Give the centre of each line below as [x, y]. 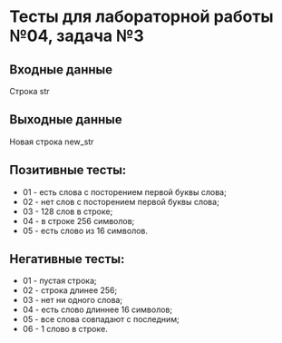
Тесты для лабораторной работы [141, 17]
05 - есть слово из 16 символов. [85, 230]
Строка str [29, 91]
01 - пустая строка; [59, 281]
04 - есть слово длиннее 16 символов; [97, 309]
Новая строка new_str [52, 142]
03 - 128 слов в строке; [68, 211]
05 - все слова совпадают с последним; [101, 319]
